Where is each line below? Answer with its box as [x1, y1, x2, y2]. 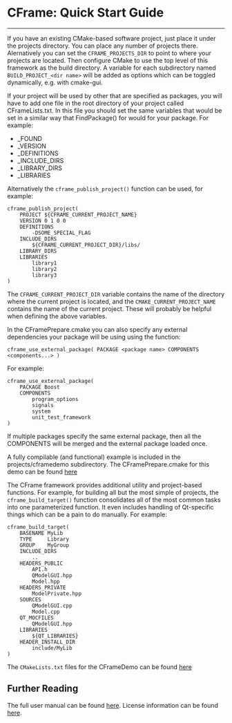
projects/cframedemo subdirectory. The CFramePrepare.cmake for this [7, 460, 210, 468]
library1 [32, 259, 57, 267]
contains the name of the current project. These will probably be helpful [7, 304, 212, 312]
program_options [32, 395, 79, 402]
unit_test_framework [32, 413, 91, 421]
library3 [32, 272, 57, 279]
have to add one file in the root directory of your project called [7, 99, 184, 107]
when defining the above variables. [7, 312, 107, 320]
